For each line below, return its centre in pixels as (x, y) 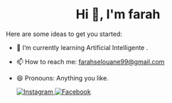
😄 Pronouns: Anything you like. (62, 78)
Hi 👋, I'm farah (118, 14)
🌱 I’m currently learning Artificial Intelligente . (82, 47)
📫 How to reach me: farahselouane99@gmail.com (90, 61)
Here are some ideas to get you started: (64, 34)
